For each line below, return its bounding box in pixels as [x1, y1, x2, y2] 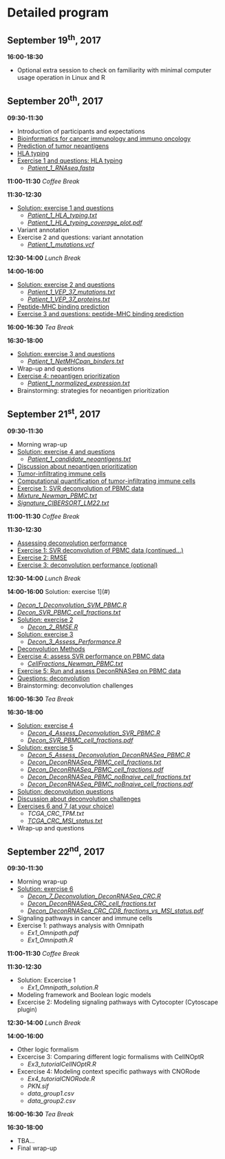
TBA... [17, 1137, 35, 1145]
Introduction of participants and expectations [17, 127, 146, 135]
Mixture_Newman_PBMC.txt [17, 491, 98, 500]
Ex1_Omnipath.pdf [27, 929, 79, 937]
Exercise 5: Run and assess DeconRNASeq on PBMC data [17, 666, 181, 675]
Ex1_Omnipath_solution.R [27, 983, 98, 992]
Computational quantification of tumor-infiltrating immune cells [17, 477, 196, 485]
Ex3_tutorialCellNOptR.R [27, 1060, 96, 1069]
